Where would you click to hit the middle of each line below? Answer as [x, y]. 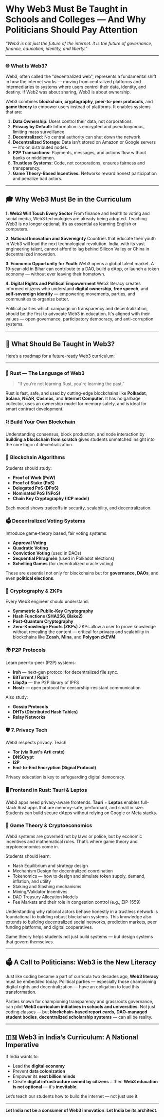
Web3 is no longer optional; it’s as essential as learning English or [71, 224]
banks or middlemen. [34, 158]
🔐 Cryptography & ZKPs [34, 591]
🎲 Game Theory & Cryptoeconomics [49, 825]
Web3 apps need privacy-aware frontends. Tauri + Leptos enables [73, 802]
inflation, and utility [32, 881]
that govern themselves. [30, 942]
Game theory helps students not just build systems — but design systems [79, 936]
